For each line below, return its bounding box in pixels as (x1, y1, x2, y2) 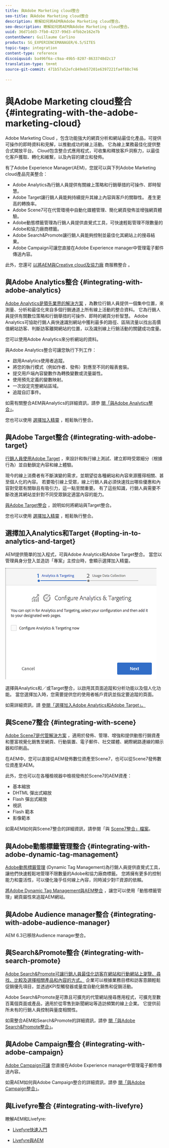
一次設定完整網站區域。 (12, 382, 61, 389)
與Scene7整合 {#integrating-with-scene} (5, 718, 137, 727)
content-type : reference (5, 50, 57, 56)
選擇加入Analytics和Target (5, 529, 90, 537)
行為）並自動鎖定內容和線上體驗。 (5, 462, 76, 468)
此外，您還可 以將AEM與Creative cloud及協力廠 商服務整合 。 (5, 262, 133, 268)
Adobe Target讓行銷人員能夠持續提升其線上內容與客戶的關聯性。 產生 (12, 194, 157, 200)
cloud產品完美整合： (5, 171, 48, 177)
